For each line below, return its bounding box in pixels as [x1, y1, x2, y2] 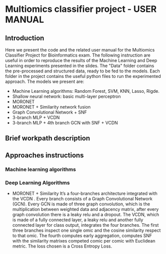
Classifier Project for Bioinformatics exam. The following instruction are [5, 52, 151, 58]
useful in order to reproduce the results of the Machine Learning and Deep [5, 58, 158, 63]
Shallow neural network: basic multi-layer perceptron [12, 93, 121, 99]
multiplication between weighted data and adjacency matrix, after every [12, 206, 159, 212]
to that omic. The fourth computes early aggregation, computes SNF [12, 233, 152, 239]
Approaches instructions [5, 151, 84, 159]
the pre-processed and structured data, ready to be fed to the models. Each [5, 68, 160, 74]
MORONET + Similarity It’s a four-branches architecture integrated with [12, 190, 158, 196]
